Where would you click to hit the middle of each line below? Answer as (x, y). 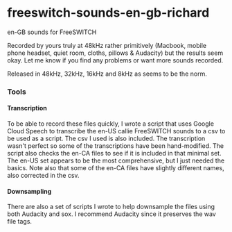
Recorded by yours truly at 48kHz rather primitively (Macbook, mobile (107, 45)
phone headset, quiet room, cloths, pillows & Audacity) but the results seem (115, 53)
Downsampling (29, 191)
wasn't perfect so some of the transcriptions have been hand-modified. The (115, 146)
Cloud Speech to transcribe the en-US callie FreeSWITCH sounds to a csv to (116, 131)
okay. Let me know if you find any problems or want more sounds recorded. (115, 60)
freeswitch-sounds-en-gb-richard (108, 13)
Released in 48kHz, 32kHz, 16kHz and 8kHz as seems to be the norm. (107, 74)
